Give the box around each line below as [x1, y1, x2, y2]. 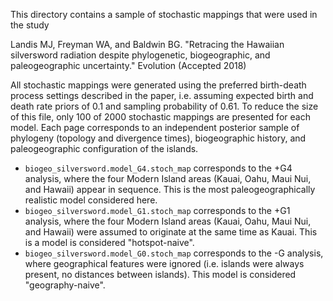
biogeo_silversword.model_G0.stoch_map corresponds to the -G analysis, [24, 247, 324, 259]
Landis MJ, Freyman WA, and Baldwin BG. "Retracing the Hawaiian [10, 39, 285, 50]
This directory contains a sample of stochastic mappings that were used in [10, 9, 318, 20]
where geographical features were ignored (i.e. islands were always [24, 258, 305, 269]
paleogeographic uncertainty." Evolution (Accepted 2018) [10, 60, 247, 71]
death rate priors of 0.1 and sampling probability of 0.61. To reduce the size [10, 100, 319, 112]
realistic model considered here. [24, 194, 158, 206]
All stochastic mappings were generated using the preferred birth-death [10, 79, 307, 91]
